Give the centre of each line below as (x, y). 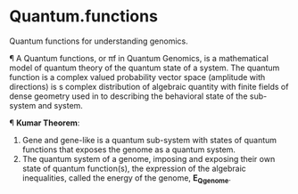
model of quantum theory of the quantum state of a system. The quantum (145, 68)
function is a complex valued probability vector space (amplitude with (137, 77)
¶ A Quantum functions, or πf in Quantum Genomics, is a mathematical (139, 58)
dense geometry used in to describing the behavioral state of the (128, 96)
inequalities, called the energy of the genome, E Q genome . (127, 178)
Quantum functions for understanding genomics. (99, 41)
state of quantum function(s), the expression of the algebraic (134, 168)
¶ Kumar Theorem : (45, 123)
